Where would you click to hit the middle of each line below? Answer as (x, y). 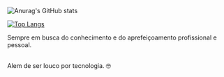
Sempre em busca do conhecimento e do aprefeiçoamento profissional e (112, 37)
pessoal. (20, 45)
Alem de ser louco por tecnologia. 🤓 (59, 66)
